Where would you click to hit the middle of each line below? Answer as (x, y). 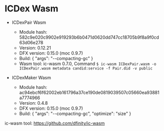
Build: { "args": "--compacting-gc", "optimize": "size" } (75, 113)
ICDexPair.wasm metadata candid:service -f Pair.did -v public (86, 68)
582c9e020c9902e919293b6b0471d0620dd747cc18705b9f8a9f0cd (89, 37)
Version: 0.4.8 (33, 103)
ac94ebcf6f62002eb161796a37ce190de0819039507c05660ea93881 (89, 92)
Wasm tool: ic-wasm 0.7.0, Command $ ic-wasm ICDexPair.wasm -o (88, 64)
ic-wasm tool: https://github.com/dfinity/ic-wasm (55, 123)
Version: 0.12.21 (35, 48)
